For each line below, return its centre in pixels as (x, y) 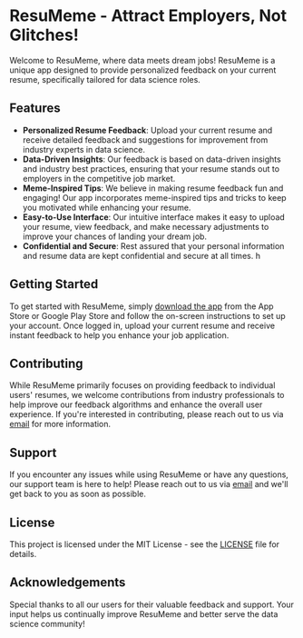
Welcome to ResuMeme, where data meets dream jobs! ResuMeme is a (142, 60)
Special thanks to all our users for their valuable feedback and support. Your (152, 604)
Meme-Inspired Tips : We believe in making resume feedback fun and (153, 188)
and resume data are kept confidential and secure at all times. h (142, 255)
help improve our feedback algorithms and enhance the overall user (136, 404)
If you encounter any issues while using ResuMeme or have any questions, (149, 474)
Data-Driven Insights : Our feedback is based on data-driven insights (151, 159)
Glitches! (44, 35)
